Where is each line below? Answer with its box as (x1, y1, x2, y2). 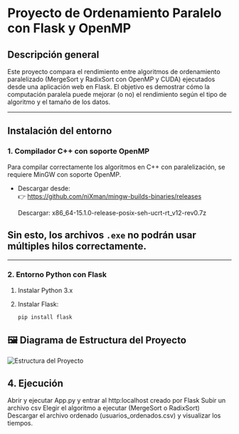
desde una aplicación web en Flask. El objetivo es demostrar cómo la (7, 83, 210, 91)
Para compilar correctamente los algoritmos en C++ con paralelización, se (7, 162, 225, 171)
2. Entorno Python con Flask (7, 269, 107, 279)
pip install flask (17, 314, 73, 321)
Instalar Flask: (17, 299, 59, 308)
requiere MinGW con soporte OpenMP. (7, 170, 122, 179)
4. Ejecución (7, 377, 64, 389)
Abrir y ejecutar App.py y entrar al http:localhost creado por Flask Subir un (7, 396, 226, 405)
